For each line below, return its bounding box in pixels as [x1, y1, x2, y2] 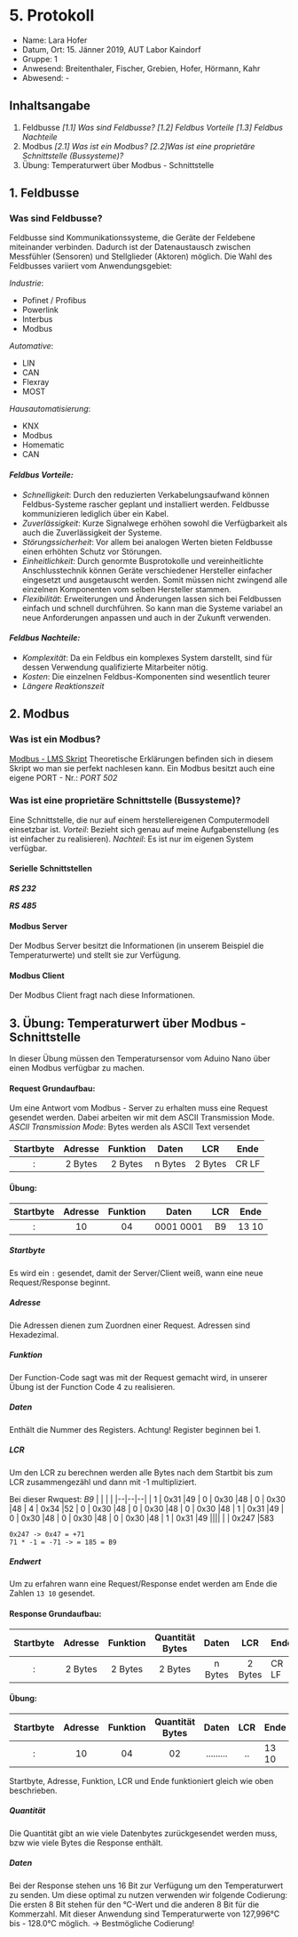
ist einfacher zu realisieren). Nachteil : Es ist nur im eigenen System [9, 833, 255, 844]
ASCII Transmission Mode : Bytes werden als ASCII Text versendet [9, 1121, 250, 1132]
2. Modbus [9, 706, 70, 721]
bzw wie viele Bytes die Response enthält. [9, 1837, 164, 1848]
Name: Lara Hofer [21, 35, 88, 45]
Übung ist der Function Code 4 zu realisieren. [9, 1381, 176, 1392]
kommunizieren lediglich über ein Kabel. [21, 508, 169, 518]
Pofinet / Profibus [21, 295, 87, 306]
